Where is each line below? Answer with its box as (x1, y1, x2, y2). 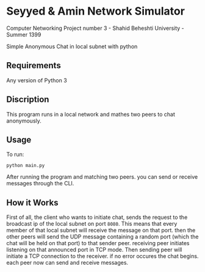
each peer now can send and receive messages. (6, 259, 129, 267)
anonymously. (6, 117, 41, 124)
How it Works (6, 197, 59, 208)
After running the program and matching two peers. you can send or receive (6, 173, 198, 181)
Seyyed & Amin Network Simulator (6, 4, 185, 18)
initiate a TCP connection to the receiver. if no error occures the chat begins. (6, 252, 199, 260)
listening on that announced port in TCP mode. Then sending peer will (6, 246, 182, 254)
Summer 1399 (6, 30, 41, 38)
